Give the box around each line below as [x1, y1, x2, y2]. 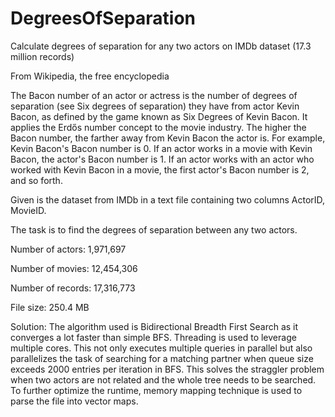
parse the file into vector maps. [10, 395, 139, 407]
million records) [10, 50, 75, 62]
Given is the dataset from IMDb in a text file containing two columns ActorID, [10, 193, 326, 206]
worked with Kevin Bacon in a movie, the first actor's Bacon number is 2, [10, 163, 310, 176]
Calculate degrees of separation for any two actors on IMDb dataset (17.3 [10, 40, 312, 52]
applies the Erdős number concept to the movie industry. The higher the [10, 121, 307, 133]
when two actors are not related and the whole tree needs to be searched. [10, 373, 317, 386]
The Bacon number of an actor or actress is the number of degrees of [10, 89, 298, 101]
